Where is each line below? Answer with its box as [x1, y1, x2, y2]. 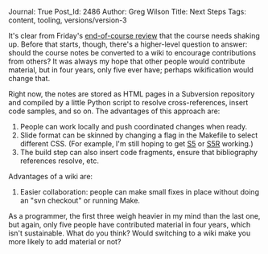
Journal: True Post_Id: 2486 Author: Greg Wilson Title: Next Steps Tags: [8, 7, 247, 16]
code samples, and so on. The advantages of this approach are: [8, 106, 221, 116]
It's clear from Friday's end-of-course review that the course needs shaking [8, 31, 260, 40]
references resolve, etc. [19, 156, 99, 166]
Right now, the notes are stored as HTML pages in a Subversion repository [8, 89, 255, 99]
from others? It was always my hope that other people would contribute [8, 56, 245, 66]
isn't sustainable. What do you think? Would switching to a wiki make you [8, 228, 251, 238]
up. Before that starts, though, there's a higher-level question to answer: [8, 39, 248, 49]
